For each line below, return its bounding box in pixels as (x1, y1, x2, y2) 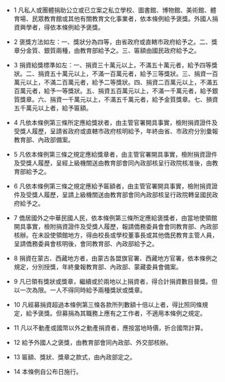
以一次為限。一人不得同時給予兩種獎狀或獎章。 (13, 286, 146, 294)
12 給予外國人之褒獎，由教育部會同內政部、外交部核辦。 (13, 339, 172, 346)
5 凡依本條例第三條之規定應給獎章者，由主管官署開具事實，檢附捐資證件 (13, 150, 218, 158)
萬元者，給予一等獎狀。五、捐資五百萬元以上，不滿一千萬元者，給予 (19, 87, 213, 95)
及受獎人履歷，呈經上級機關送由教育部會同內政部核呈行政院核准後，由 (13, 159, 213, 167)
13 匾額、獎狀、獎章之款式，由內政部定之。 (13, 353, 137, 361)
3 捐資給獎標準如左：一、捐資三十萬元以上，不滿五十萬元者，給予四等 (13, 61, 212, 69)
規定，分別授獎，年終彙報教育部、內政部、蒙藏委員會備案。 (13, 263, 182, 271)
